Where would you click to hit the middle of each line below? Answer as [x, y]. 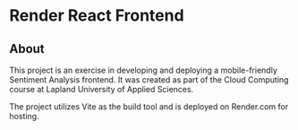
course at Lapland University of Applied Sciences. [102, 89]
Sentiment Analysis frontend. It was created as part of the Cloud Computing [149, 80]
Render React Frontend [97, 16]
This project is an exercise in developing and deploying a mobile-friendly [143, 70]
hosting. [24, 116]
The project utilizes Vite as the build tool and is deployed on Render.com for [149, 107]
